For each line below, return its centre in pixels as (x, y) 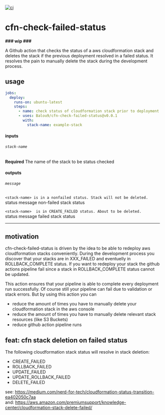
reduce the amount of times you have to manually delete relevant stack (84, 314)
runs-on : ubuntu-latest (38, 102)
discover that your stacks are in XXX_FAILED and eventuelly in (68, 259)
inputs (12, 136)
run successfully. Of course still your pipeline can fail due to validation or (79, 289)
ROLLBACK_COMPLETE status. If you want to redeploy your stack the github (82, 264)
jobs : (11, 93)
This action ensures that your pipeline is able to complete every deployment (82, 284)
